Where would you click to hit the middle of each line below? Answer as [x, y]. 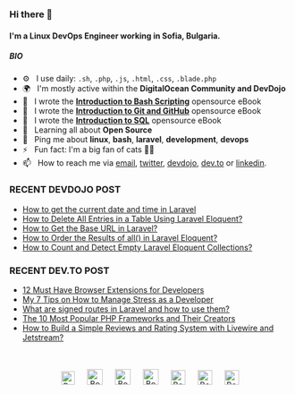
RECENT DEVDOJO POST [65, 190]
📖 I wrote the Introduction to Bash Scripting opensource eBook [142, 101]
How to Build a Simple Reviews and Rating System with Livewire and [148, 328]
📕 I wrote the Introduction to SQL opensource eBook [122, 121]
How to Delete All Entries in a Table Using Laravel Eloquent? [132, 218]
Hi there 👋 [31, 14]
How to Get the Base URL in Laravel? [90, 228]
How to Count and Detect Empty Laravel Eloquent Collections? [137, 247]
